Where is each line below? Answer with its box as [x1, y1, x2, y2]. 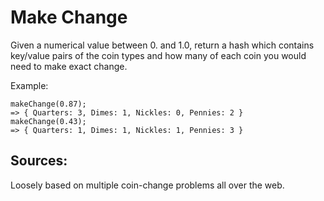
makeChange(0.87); [10, 99, 87, 109]
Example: [10, 79, 49, 91]
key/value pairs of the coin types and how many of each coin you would [10, 49, 307, 61]
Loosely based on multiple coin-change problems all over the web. [10, 179, 285, 191]
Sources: [10, 152, 68, 170]
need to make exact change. [10, 60, 128, 72]
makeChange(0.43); [10, 116, 87, 126]
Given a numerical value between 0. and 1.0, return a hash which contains [10, 39, 315, 51]
